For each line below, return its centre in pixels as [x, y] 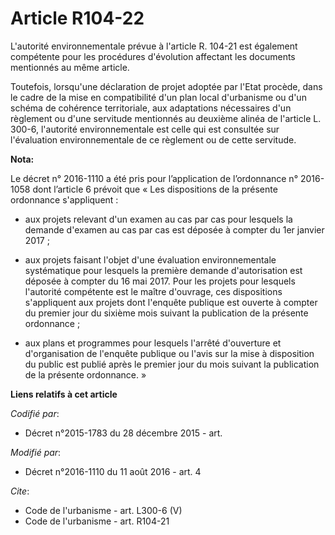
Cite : [20, 491]
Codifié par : [35, 413]
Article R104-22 [77, 18]
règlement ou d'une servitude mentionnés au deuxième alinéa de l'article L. [166, 118]
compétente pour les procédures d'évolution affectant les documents [153, 56]
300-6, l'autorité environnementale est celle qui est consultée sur [145, 129]
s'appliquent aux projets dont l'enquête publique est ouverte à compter [171, 302]
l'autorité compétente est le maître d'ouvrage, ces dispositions [153, 291]
